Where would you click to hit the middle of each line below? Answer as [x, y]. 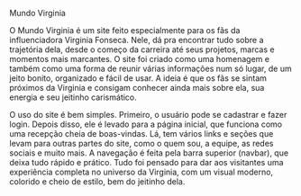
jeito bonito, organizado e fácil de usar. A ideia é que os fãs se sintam [138, 78]
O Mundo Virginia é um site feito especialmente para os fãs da [125, 30]
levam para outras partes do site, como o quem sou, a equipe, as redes [141, 143]
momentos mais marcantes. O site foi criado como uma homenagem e [140, 59]
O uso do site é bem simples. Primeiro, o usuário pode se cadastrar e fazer [148, 115]
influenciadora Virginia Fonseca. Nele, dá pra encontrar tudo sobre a [137, 40]
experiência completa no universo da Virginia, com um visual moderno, [141, 172]
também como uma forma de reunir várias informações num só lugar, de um [150, 68]
